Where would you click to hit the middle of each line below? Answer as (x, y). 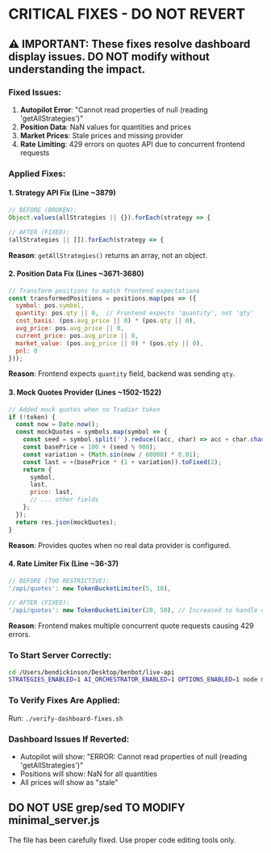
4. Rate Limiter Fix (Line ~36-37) (64, 564)
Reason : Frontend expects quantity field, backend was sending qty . (122, 374)
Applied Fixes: (37, 173)
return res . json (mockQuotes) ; (66, 522)
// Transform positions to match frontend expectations (104, 291)
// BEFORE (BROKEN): (43, 210)
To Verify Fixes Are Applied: (65, 700)
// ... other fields (64, 500)
